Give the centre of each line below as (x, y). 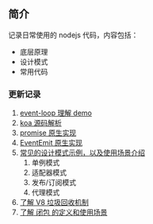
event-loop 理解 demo (56, 113)
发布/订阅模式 (54, 183)
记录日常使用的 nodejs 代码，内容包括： (73, 35)
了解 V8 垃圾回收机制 (54, 203)
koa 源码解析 (40, 123)
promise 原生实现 (48, 133)
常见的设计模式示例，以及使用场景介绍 (82, 153)
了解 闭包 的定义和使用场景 (63, 212)
